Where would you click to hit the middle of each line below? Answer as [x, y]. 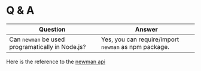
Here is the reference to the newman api [56, 61]
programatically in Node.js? [48, 47]
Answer [147, 29]
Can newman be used [37, 39]
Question [52, 29]
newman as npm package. [135, 47]
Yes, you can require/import [140, 39]
